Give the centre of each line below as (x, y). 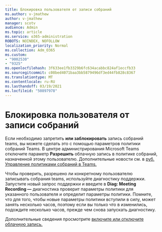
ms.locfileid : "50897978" (31, 91)
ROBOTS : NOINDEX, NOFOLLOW (32, 41)
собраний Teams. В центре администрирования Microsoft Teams (72, 149)
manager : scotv (20, 23)
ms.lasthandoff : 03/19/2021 (33, 86)
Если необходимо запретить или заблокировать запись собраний (74, 138)
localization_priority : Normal (37, 46)
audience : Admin (21, 28)
